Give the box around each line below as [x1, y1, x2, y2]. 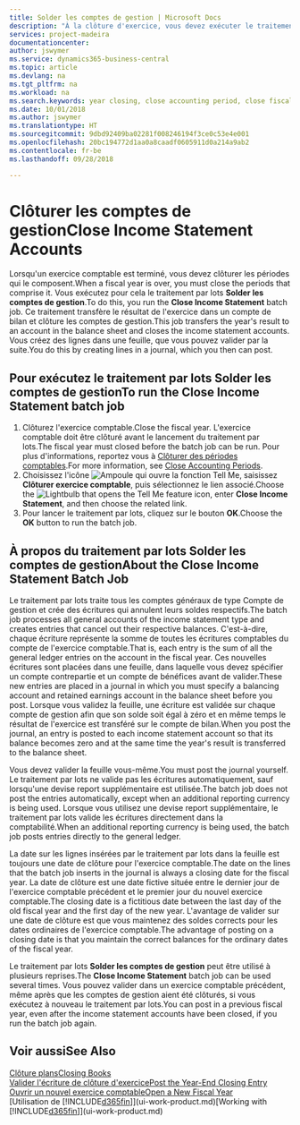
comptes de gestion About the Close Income [9, 557, 260, 573]
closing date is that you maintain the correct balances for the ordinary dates [9, 934, 288, 945]
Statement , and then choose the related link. [21, 499, 187, 509]
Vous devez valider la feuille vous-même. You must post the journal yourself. [9, 764, 288, 775]
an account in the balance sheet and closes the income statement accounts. [9, 326, 290, 337]
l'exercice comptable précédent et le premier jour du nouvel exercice [9, 887, 263, 898]
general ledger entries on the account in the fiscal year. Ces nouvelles [9, 652, 267, 663]
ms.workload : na [9, 88, 70, 97]
